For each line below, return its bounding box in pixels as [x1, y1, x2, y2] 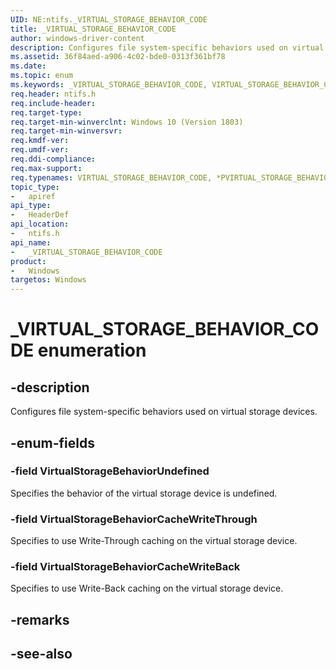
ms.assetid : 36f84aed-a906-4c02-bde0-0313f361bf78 [10, 52, 226, 62]
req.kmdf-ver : [10, 136, 70, 146]
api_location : [10, 219, 70, 230]
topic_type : [10, 182, 60, 192]
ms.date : [10, 61, 47, 71]
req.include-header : [10, 98, 97, 108]
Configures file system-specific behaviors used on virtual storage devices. [10, 406, 318, 418]
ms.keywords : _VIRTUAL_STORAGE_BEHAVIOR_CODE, [10, 80, 208, 90]
